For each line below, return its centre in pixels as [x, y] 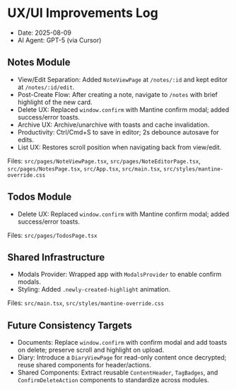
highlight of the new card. [55, 102]
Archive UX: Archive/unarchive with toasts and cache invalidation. [113, 125]
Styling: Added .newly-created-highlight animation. [94, 289]
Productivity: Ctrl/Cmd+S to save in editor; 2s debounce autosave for [118, 132]
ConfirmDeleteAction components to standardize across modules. [113, 380]
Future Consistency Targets [70, 325]
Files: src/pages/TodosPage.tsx [52, 235]
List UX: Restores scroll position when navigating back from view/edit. [119, 147]
